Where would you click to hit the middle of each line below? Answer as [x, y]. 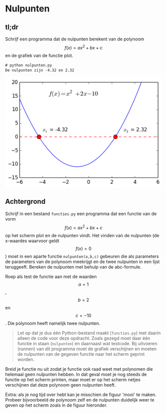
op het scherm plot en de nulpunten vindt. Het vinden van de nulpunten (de [82, 235]
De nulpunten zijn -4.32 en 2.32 [40, 70]
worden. [26, 359]
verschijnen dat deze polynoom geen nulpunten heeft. [60, 385]
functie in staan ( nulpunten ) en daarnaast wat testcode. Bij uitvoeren [87, 343]
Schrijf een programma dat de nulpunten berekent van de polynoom [75, 39]
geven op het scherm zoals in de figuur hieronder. [56, 405]
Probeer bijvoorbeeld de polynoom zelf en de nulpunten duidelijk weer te [80, 400]
